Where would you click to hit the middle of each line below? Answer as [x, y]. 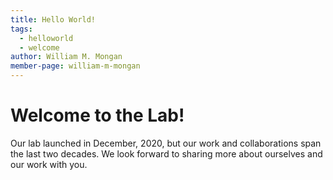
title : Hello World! [53, 19]
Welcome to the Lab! [97, 115]
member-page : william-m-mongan [75, 66]
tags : [21, 29]
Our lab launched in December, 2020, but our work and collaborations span [166, 143]
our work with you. [49, 164]
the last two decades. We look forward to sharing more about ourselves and [166, 153]
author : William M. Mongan [66, 57]
